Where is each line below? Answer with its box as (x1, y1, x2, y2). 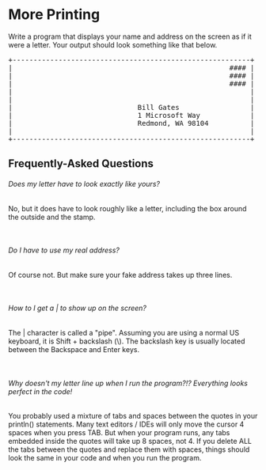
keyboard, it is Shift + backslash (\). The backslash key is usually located (8, 336, 245, 346)
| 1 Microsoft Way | (8, 111, 255, 119)
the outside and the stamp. (8, 212, 96, 222)
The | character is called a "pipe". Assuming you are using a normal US (8, 328, 240, 337)
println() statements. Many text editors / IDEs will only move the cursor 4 (8, 419, 245, 429)
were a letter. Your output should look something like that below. (8, 40, 218, 49)
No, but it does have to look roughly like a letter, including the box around (8, 203, 247, 213)
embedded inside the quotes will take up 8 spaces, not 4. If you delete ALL (8, 437, 252, 446)
